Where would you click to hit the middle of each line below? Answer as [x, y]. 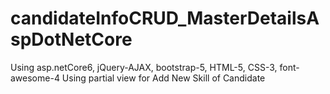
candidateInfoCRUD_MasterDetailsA [165, 18]
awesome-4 [35, 78]
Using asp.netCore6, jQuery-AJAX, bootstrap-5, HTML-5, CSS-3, [144, 67]
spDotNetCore [71, 39]
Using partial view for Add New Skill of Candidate [163, 78]
